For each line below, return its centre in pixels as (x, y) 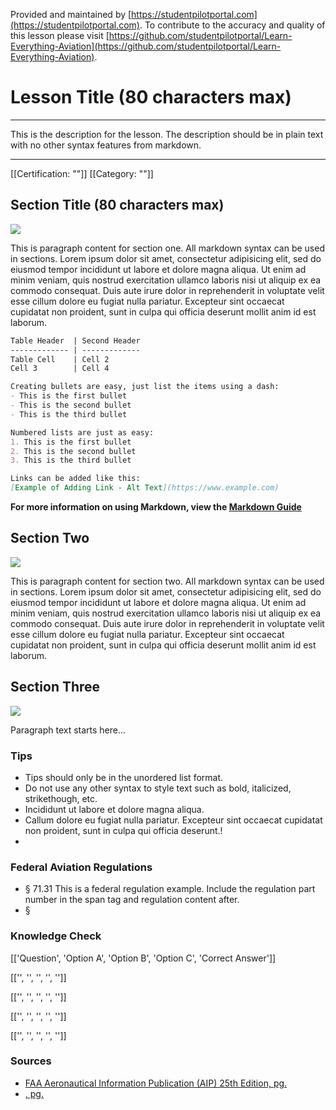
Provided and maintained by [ (71, 14)
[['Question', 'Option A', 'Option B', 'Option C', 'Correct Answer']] (143, 958)
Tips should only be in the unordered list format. (124, 777)
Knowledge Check (56, 936)
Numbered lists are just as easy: (82, 432)
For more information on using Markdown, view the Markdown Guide (156, 507)
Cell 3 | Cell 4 (60, 369)
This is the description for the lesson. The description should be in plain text (167, 134)
